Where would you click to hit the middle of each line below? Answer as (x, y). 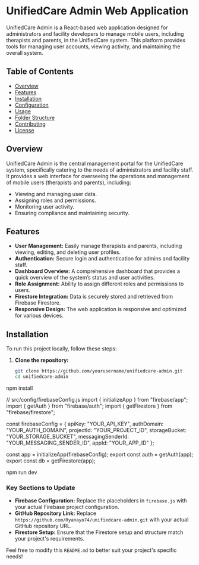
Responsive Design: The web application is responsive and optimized (100, 309)
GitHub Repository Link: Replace (56, 513)
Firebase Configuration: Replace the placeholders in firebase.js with (101, 501)
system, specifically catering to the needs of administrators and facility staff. (100, 170)
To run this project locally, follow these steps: (61, 349)
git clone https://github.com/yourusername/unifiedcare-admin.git (99, 371)
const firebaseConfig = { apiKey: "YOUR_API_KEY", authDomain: (85, 424)
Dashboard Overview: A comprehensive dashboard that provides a (97, 271)
